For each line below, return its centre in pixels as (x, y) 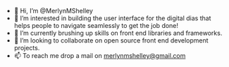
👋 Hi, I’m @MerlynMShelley (54, 11)
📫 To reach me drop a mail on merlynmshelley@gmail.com (100, 55)
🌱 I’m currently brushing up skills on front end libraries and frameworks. (118, 33)
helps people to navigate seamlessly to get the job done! (96, 25)
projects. (27, 48)
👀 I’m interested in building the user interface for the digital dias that (112, 18)
